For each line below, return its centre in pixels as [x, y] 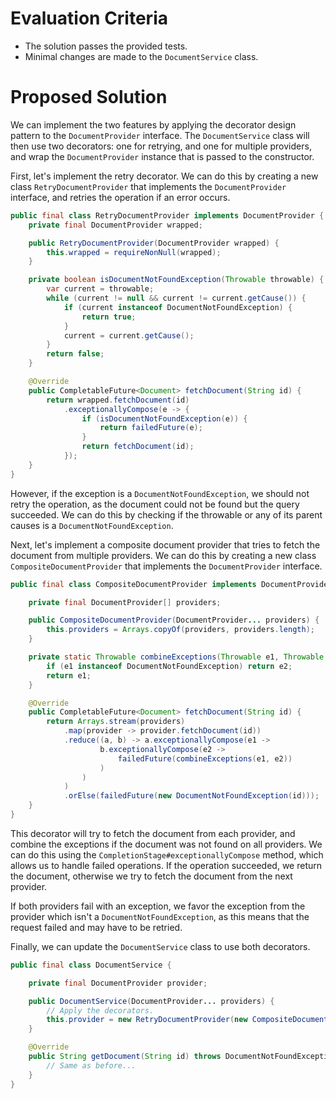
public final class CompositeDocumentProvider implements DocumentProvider [171, 584]
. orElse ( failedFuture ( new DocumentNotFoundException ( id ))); [191, 796]
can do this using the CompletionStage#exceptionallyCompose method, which [167, 854]
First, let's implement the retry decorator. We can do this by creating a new [164, 176]
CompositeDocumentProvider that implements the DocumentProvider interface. [166, 566]
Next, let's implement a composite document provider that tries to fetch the [165, 544]
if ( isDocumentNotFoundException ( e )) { [164, 418]
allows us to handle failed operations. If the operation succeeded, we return [166, 865]
